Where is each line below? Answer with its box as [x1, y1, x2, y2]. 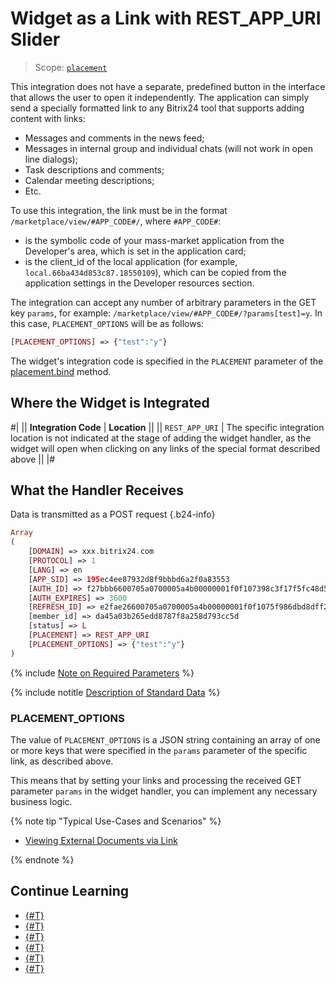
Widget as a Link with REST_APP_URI [10, 7, 322, 30]
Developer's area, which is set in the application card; [24, 245, 247, 257]
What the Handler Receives [10, 482, 185, 499]
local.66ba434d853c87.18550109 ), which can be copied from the [24, 266, 287, 278]
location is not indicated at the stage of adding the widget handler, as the [10, 432, 312, 444]
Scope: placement [34, 61, 108, 73]
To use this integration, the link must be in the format [10, 204, 228, 216]
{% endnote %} [10, 853, 75, 866]
